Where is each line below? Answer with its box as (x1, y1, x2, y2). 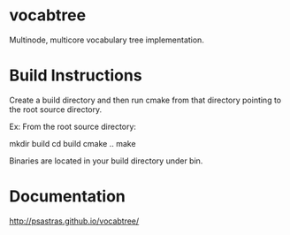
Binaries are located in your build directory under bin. (9, 155, 203, 166)
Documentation (9, 186, 126, 207)
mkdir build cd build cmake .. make (9, 138, 136, 148)
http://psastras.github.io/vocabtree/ (9, 216, 140, 226)
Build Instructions (9, 65, 143, 86)
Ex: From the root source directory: (9, 121, 137, 132)
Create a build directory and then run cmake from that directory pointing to (9, 95, 282, 105)
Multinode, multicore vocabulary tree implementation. (9, 34, 205, 45)
